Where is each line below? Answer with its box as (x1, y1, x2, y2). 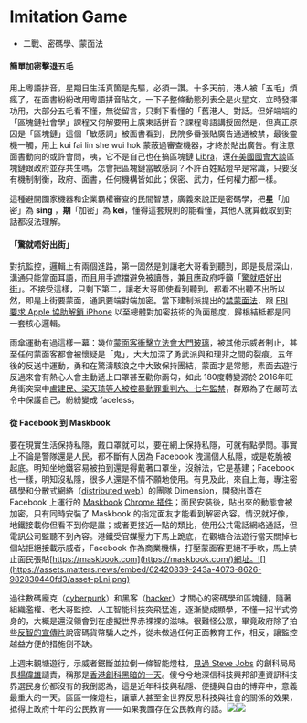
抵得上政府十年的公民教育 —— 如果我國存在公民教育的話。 (9, 703, 228, 714)
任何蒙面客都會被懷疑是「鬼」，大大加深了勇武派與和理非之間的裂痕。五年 (16, 349, 294, 360)
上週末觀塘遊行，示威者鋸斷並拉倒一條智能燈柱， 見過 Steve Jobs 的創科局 (9, 657, 289, 668)
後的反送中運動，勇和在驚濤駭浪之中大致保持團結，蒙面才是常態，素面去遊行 (9, 360, 298, 371)
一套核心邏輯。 (9, 318, 66, 329)
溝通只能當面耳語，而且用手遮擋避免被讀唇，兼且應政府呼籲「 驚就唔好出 (9, 272, 281, 283)
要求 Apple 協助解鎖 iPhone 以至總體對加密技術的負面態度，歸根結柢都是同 (9, 306, 291, 317)
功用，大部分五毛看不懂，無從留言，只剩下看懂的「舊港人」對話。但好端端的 (9, 105, 298, 116)
